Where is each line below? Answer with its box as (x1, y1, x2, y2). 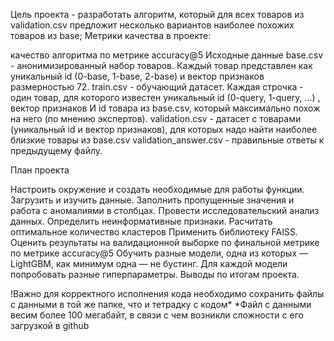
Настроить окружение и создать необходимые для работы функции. (10, 184, 305, 195)
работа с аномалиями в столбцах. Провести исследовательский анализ (10, 205, 320, 216)
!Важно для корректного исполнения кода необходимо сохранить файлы (10, 288, 325, 299)
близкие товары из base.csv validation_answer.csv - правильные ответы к (10, 134, 325, 146)
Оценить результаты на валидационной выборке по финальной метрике (10, 237, 320, 248)
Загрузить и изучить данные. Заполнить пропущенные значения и (10, 194, 295, 206)
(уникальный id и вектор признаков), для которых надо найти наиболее (10, 124, 318, 135)
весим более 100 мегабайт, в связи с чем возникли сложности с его (10, 309, 304, 321)
